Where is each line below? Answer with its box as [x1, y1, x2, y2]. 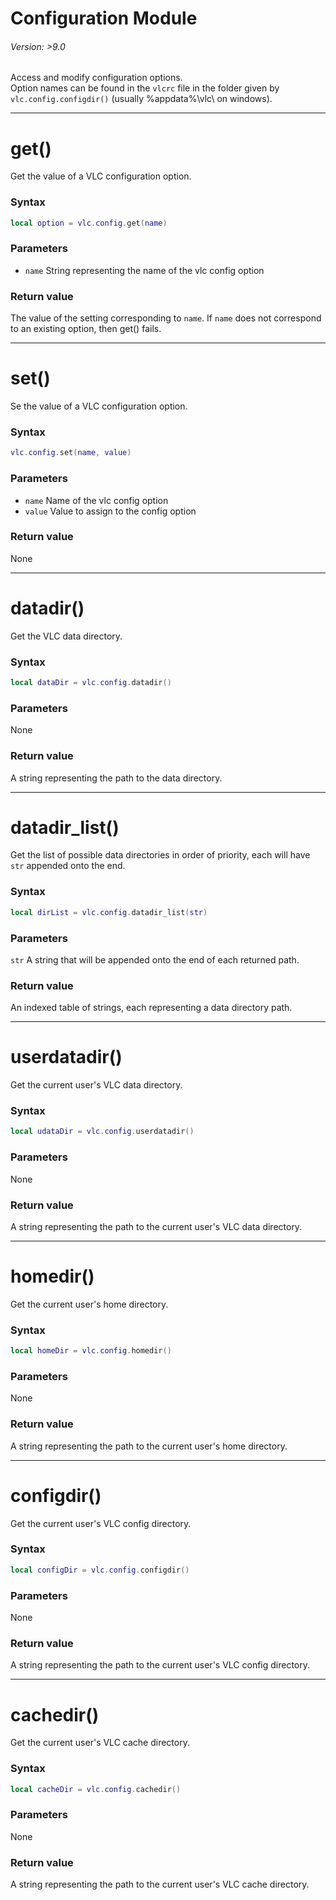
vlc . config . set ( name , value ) [10, 448, 132, 458]
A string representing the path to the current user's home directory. [10, 1440, 288, 1452]
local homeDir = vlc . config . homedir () [10, 1346, 172, 1356]
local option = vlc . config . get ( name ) [10, 218, 168, 228]
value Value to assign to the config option [24, 505, 197, 517]
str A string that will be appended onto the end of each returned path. [10, 953, 300, 966]
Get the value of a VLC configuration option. [10, 170, 192, 182]
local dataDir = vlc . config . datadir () [10, 678, 172, 688]
